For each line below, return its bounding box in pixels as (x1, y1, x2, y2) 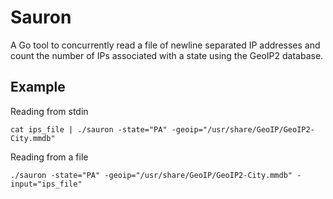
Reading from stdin (10, 105, 89, 117)
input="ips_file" (10, 179, 83, 189)
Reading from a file (10, 151, 89, 163)
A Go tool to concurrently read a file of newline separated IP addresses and (10, 39, 321, 51)
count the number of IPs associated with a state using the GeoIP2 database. (10, 49, 324, 61)
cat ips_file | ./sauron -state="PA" (10, 124, 168, 135)
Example (10, 79, 66, 96)
